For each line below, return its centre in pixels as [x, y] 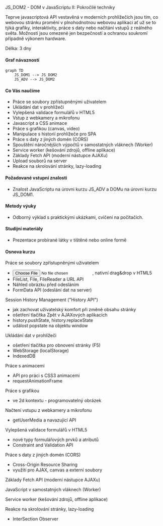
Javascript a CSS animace [40, 123]
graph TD [14, 71]
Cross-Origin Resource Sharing [45, 465]
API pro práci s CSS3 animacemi [46, 375]
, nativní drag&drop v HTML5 [122, 273]
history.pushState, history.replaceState [53, 320]
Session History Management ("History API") [52, 300]
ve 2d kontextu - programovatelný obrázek [57, 401]
